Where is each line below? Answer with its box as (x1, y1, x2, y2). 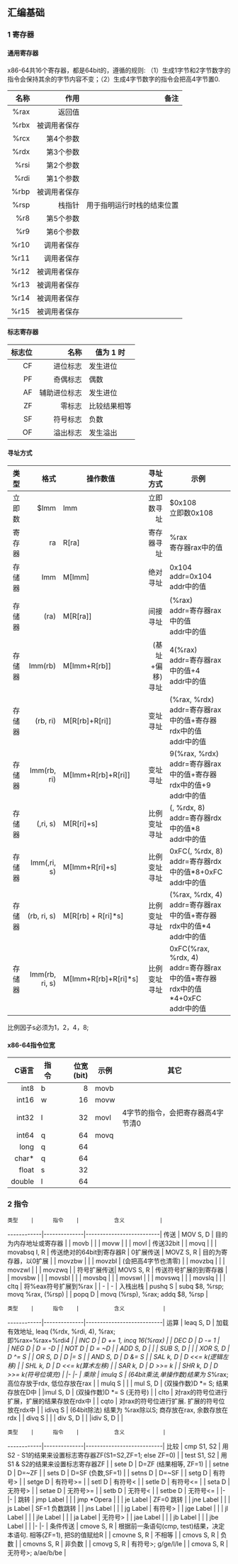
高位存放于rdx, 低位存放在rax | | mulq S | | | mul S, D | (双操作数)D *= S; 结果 (7, 1379, 229, 1388)
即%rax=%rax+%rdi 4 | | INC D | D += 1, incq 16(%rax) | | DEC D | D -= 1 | (7, 1336, 220, 1345)
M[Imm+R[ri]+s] (62, 862, 117, 872)
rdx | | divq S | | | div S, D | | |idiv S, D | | (7, 1414, 124, 1422)
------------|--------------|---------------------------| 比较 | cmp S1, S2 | (7, 1442, 221, 1451)
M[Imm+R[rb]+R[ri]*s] (62, 974, 140, 984)
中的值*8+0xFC (169, 867, 223, 877)
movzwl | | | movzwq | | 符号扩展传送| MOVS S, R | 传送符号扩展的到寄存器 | (7, 1265, 228, 1275)
